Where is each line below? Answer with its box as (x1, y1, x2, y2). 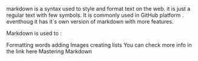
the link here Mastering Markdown (6, 48, 92, 55)
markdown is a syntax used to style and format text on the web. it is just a (6, 5, 191, 12)
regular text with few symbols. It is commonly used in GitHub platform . (6, 11, 184, 19)
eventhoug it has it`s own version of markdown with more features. (6, 18, 174, 25)
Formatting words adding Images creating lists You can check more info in (6, 42, 193, 48)
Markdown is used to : (6, 30, 62, 37)
